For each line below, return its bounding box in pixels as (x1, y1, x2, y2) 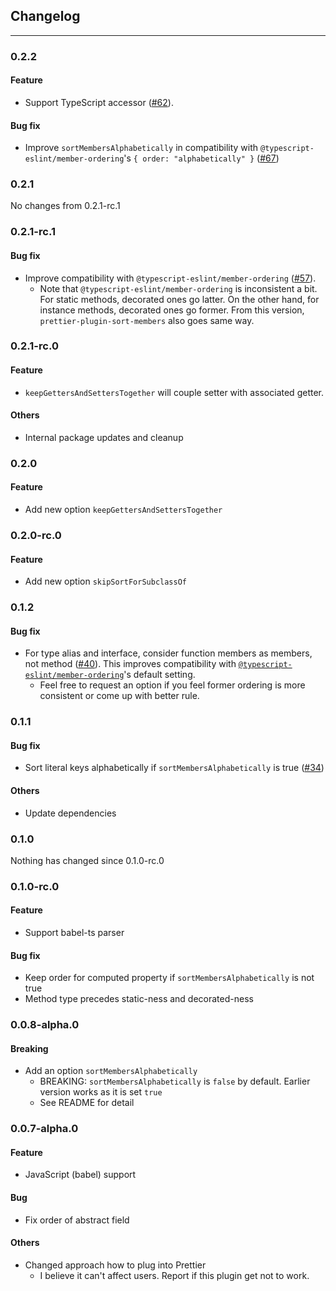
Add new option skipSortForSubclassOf (24, 575, 187, 588)
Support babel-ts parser (24, 927, 125, 939)
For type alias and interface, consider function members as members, (24, 647, 313, 659)
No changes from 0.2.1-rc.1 (10, 200, 121, 212)
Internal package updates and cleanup (24, 431, 184, 443)
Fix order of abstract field (24, 1214, 130, 1226)
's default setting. (123, 669, 196, 681)
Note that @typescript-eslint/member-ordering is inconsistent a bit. (39, 282, 318, 294)
